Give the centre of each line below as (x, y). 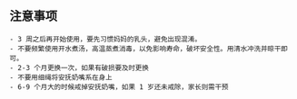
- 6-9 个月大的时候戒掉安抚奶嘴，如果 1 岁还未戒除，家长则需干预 (119, 87)
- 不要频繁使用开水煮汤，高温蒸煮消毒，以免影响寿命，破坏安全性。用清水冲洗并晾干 (145, 49)
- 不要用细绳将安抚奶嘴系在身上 (61, 77)
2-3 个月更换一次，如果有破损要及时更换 (84, 67)
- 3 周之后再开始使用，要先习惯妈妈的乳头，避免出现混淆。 (105, 39)
